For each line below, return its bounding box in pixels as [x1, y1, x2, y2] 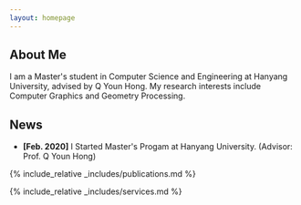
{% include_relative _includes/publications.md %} [9, 169, 196, 179]
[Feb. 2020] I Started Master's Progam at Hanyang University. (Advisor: [22, 141, 294, 152]
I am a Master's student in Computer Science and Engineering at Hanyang [9, 71, 288, 82]
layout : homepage [9, 13, 76, 23]
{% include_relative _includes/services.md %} [9, 186, 182, 197]
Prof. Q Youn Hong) [22, 151, 97, 162]
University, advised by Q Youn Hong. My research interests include [9, 81, 262, 92]
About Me [9, 47, 67, 63]
